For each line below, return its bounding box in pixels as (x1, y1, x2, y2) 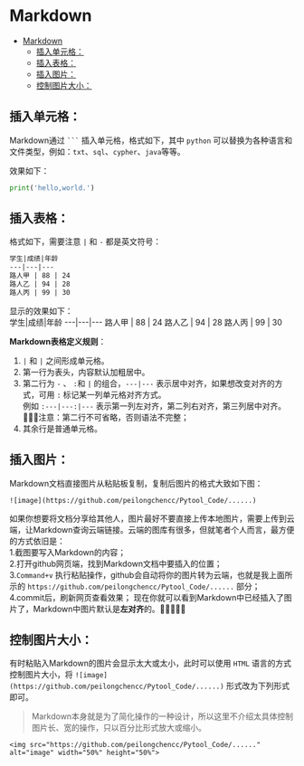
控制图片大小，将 (9, 669, 73, 680)
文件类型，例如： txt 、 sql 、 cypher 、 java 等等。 (9, 146, 185, 156)
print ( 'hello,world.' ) (9, 183, 95, 193)
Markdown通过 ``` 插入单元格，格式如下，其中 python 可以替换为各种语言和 (9, 135, 292, 146)
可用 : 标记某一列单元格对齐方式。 (38, 389, 166, 400)
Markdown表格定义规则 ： (9, 336, 107, 346)
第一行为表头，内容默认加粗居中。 (22, 366, 150, 377)
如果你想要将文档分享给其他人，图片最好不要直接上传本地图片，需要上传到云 (9, 513, 295, 524)
